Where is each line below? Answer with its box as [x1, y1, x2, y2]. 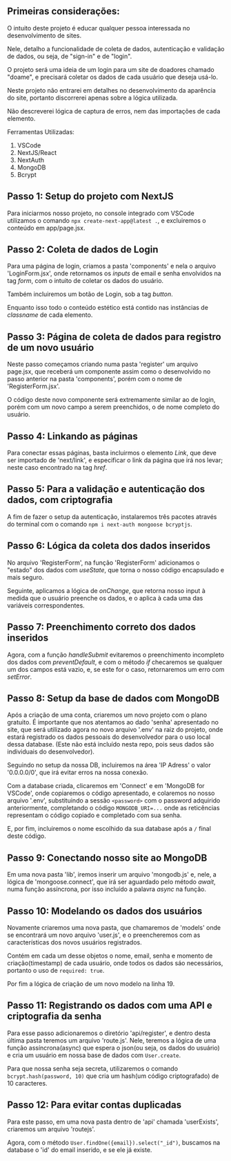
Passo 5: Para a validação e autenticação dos [7, 484, 205, 495]
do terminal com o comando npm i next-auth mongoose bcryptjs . [7, 520, 193, 528]
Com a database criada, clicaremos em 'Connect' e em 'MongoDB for [7, 782, 205, 790]
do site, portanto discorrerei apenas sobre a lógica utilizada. [7, 93, 178, 102]
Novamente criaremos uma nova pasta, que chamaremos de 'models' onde [7, 923, 221, 931]
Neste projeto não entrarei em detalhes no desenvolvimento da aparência [7, 86, 216, 94]
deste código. [7, 832, 47, 840]
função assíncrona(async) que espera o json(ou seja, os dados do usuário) [7, 1043, 221, 1052]
